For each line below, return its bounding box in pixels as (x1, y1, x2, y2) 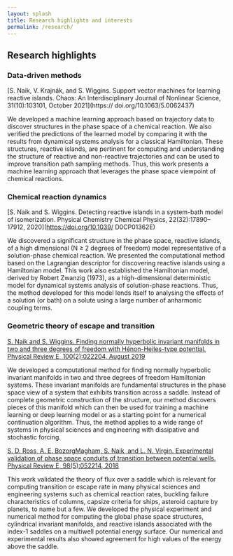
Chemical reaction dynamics (7, 192, 107, 201)
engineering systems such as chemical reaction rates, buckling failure (7, 489, 209, 498)
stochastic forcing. (7, 432, 62, 441)
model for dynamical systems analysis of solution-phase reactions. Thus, (7, 282, 218, 290)
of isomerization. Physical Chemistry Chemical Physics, (7, 216, 168, 224)
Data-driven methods (7, 70, 82, 80)
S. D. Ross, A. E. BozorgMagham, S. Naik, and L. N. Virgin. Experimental (7, 446, 213, 455)
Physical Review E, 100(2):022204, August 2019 (7, 352, 146, 360)
